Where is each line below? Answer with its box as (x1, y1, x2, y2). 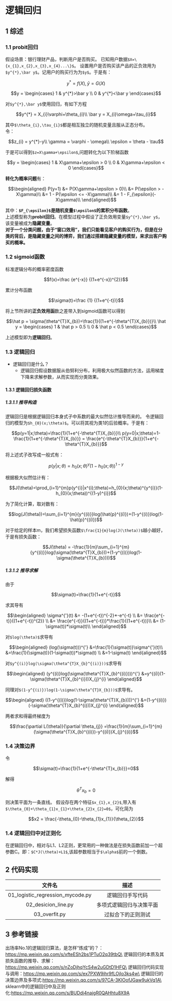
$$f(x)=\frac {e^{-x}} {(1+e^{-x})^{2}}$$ (44, 276, 128, 282)
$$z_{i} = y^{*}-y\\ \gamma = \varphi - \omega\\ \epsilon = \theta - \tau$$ (8, 138, 164, 145)
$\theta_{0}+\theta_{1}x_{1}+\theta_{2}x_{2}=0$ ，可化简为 (5, 806, 134, 812)
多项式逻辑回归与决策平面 (96, 901, 159, 908)
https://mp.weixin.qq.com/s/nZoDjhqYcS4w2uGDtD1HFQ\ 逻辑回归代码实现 (5, 964, 164, 970)
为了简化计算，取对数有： (5, 501, 59, 507)
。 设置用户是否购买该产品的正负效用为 (74, 62, 156, 68)
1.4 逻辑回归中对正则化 (5, 829, 61, 836)
